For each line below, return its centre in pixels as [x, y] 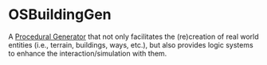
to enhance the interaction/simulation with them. [88, 53]
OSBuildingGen [60, 15]
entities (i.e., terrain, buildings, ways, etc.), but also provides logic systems [131, 44]
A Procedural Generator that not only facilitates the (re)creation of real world [133, 36]
